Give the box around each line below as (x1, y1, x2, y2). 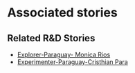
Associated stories (7, 5, 118, 21)
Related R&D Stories (7, 32, 96, 44)
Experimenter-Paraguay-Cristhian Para (17, 58, 128, 66)
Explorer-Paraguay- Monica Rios (17, 50, 111, 59)
